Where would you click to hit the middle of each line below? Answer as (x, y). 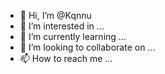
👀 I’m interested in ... (62, 26)
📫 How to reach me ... (66, 58)
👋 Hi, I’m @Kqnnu (55, 15)
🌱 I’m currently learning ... (73, 36)
